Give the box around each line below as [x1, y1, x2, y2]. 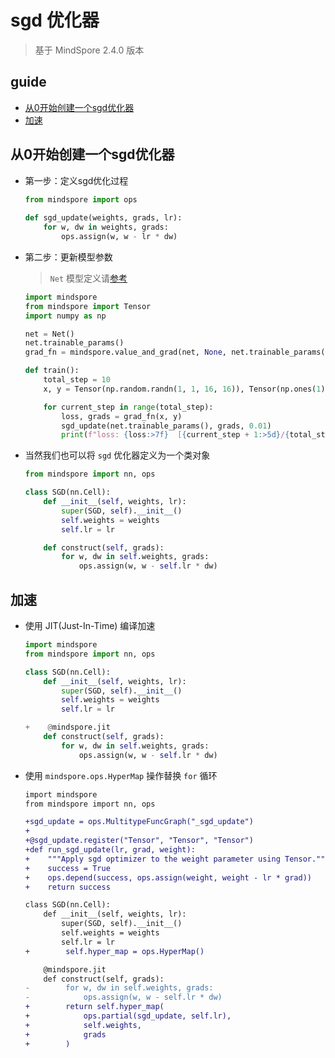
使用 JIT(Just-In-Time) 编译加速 [24, 620, 156, 631]
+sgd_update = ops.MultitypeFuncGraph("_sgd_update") [24, 817, 254, 827]
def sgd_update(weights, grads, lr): [24, 213, 183, 223]
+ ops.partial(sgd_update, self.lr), [24, 1011, 232, 1021]
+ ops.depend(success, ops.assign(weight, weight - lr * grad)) [24, 872, 312, 883]
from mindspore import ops [24, 194, 138, 205]
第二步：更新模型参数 [24, 251, 113, 263]
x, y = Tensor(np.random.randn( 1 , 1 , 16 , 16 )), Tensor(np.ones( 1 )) [43, 384, 330, 394]
